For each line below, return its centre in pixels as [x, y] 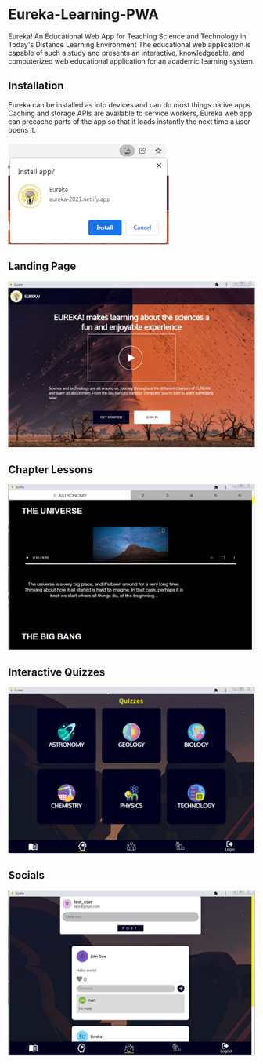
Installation [36, 86]
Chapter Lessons [51, 470]
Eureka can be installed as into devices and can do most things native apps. [130, 104]
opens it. [22, 129]
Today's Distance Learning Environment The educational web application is [130, 44]
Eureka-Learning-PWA [83, 15]
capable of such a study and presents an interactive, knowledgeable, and [126, 53]
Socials [27, 875]
